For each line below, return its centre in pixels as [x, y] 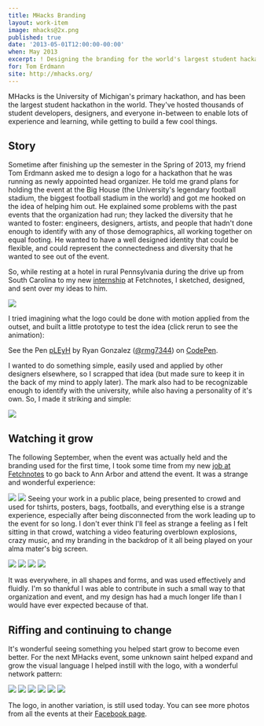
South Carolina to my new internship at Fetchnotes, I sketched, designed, [126, 280]
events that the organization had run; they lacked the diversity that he [121, 215]
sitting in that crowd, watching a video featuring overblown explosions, [123, 532]
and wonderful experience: [52, 482]
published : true [35, 37]
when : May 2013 [33, 52]
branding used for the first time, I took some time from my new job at [119, 466]
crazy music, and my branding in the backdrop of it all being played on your [130, 541]
